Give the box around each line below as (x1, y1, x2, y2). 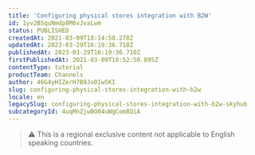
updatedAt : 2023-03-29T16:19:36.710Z (8, 41, 134, 49)
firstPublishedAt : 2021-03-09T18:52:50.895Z (8, 56, 159, 64)
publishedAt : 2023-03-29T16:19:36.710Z (8, 48, 141, 56)
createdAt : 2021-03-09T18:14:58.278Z (8, 33, 134, 42)
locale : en (8, 93, 45, 101)
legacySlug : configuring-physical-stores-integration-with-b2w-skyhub (8, 100, 248, 108)
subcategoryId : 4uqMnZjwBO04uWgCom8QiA (8, 108, 141, 116)
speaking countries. (27, 138, 93, 147)
